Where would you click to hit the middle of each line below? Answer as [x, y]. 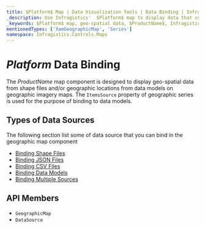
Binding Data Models [41, 173]
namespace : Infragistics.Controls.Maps [57, 35]
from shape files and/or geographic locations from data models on [90, 88]
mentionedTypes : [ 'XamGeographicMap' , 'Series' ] [69, 29]
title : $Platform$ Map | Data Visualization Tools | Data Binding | [95, 12]
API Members [33, 198]
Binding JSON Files [39, 160]
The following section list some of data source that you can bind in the [95, 135]
